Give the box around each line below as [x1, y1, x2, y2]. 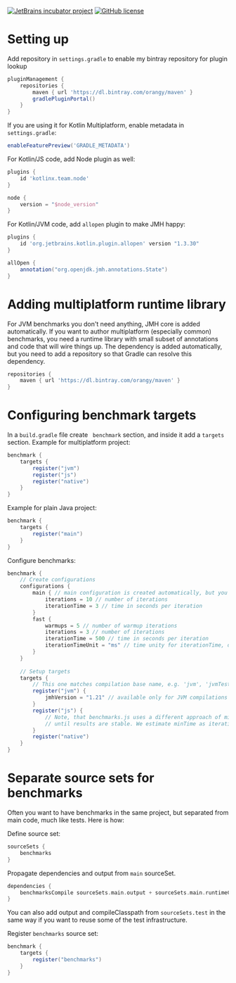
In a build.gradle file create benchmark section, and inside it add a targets [7, 431, 225, 439]
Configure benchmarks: [7, 556, 76, 564]
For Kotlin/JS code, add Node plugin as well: [7, 155, 136, 163]
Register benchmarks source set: [7, 930, 99, 938]
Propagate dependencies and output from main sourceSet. [7, 869, 176, 877]
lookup [7, 62, 27, 70]
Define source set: [7, 830, 61, 837]
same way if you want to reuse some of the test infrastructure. [7, 915, 188, 925]
